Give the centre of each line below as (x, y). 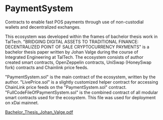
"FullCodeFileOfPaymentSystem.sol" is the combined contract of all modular (81, 92)
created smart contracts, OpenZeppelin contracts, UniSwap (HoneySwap (78, 62)
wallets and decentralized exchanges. (43, 27)
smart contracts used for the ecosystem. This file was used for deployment (80, 97)
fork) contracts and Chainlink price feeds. (47, 67)
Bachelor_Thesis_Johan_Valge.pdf (39, 112)
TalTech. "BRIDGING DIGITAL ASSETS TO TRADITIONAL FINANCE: (72, 41)
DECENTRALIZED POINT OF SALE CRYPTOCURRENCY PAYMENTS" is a (77, 47)
